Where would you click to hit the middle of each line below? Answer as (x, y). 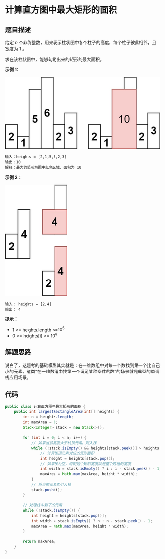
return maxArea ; (39, 542)
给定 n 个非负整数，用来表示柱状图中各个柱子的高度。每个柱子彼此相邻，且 (81, 43)
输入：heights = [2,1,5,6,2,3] (36, 157)
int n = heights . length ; (48, 417)
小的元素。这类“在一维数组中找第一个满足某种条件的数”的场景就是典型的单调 (82, 371)
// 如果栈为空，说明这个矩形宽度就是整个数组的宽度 (85, 464)
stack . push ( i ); (47, 490)
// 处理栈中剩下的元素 (42, 505)
